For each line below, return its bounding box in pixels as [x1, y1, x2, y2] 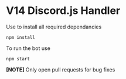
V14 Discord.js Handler [6, 4, 121, 17]
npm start [6, 56, 30, 62]
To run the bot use [6, 45, 51, 52]
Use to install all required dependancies [6, 23, 102, 30]
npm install [6, 34, 35, 40]
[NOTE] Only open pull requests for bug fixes [6, 66, 115, 73]
